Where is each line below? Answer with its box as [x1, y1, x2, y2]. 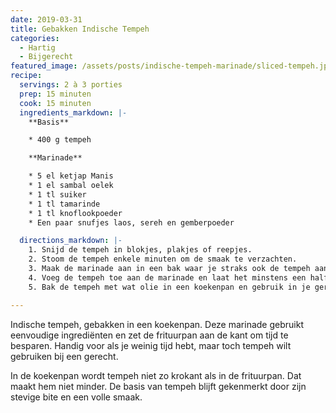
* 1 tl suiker [28, 189, 87, 200]
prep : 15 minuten [19, 89, 92, 99]
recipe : [10, 71, 43, 81]
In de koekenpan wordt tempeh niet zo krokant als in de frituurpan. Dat [10, 369, 302, 381]
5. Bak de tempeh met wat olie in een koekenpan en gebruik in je [28, 282, 311, 292]
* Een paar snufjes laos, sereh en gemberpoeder [28, 217, 235, 228]
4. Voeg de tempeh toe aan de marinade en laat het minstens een [28, 272, 307, 283]
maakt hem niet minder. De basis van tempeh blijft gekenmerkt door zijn [10, 380, 307, 392]
